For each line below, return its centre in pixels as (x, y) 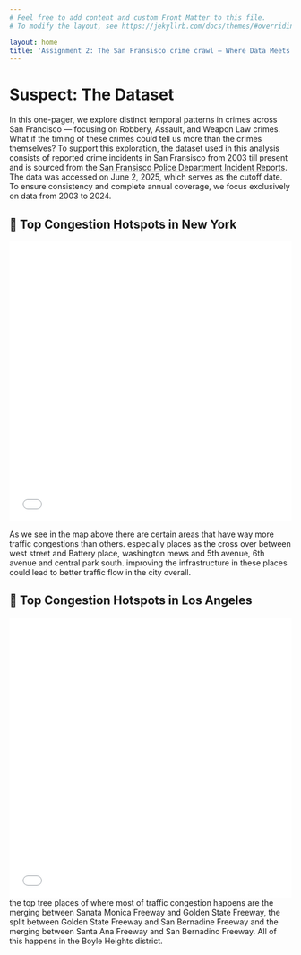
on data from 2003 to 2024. (60, 196)
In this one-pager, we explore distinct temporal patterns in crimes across (143, 120)
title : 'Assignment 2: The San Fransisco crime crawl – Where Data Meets (150, 50)
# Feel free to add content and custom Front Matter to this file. (138, 18)
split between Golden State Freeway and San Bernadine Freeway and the (144, 922)
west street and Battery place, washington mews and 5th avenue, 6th (137, 553)
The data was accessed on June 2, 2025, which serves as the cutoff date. (146, 177)
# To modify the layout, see (64, 26)
